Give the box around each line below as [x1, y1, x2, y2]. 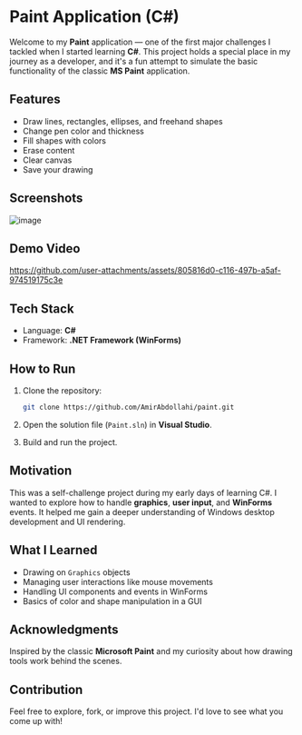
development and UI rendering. [9, 516, 126, 527]
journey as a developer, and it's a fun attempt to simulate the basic [9, 55, 258, 66]
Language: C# [22, 325, 76, 336]
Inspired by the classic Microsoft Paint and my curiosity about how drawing [9, 646, 293, 657]
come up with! [9, 716, 63, 727]
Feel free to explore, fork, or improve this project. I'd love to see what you [9, 706, 284, 717]
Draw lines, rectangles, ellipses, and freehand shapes [22, 115, 224, 126]
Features [9, 92, 61, 107]
